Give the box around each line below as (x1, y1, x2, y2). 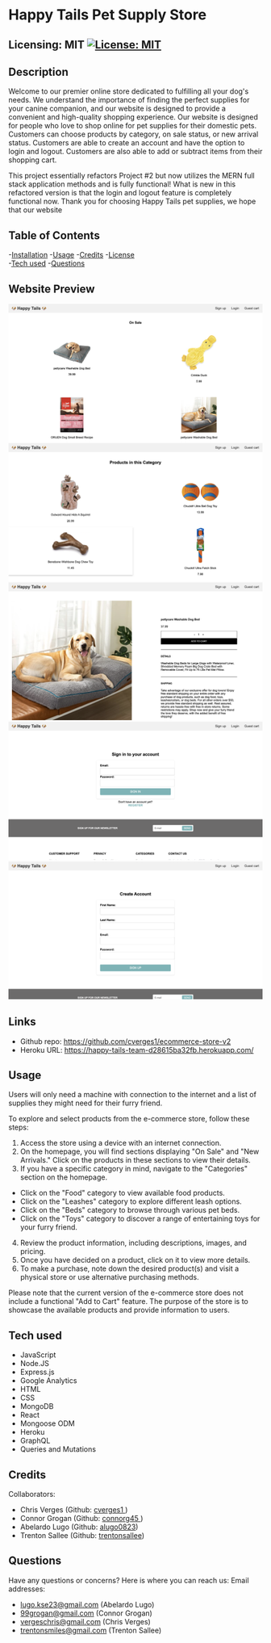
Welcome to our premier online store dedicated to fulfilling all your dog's (8, 86, 249, 96)
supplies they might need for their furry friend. (8, 1098, 163, 1108)
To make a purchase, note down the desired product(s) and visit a (19, 1264, 240, 1273)
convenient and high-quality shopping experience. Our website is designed (8, 112, 258, 122)
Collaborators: (8, 1490, 56, 1499)
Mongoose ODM (19, 1419, 75, 1428)
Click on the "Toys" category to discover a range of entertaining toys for (19, 1213, 261, 1224)
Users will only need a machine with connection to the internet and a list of (8, 1090, 256, 1100)
